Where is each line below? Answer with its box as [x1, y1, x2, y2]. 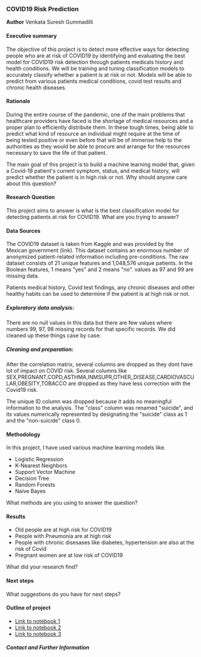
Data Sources [6, 227, 41, 234]
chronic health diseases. [6, 83, 67, 91]
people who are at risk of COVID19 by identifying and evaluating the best [6, 52, 185, 59]
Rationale [6, 98, 31, 105]
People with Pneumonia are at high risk [14, 533, 112, 540]
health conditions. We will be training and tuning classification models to [6, 65, 184, 72]
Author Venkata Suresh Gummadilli [6, 19, 93, 26]
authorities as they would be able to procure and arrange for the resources [6, 143, 190, 150]
